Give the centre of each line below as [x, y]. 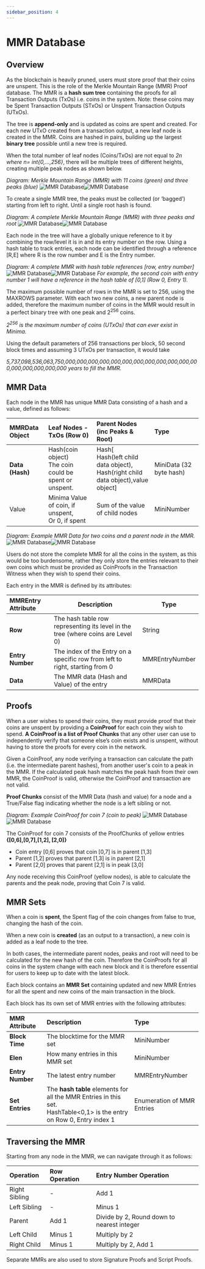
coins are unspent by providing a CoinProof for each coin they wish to [95, 727]
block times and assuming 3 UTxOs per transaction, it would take [88, 350]
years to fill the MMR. [95, 368]
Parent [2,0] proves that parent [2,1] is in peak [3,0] [79, 864]
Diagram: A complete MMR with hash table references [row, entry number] [100, 266]
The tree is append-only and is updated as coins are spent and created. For [102, 124]
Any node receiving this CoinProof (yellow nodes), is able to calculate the [99, 877]
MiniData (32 [173, 465]
